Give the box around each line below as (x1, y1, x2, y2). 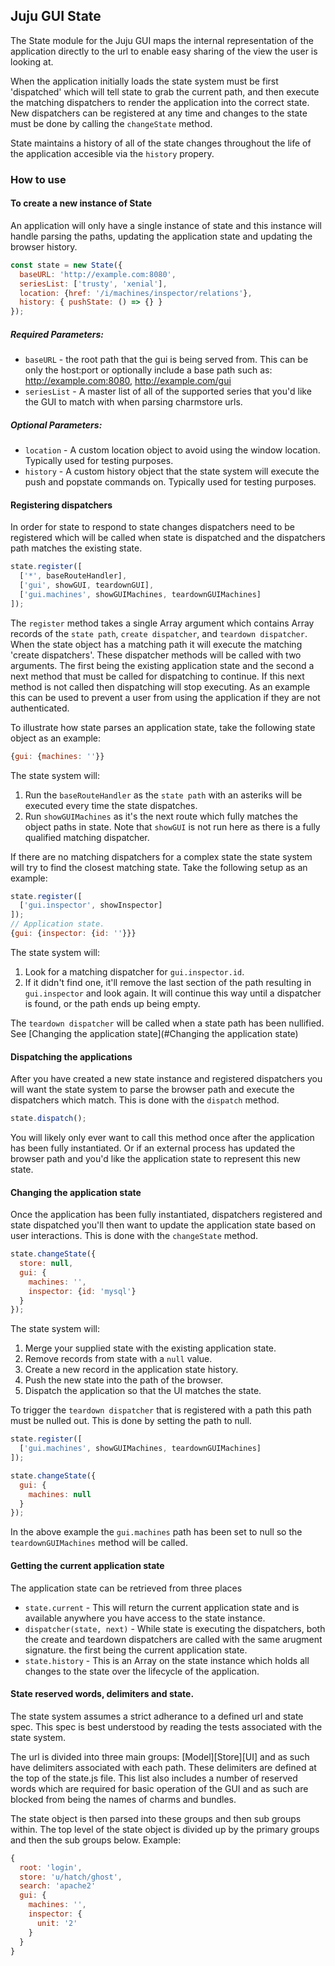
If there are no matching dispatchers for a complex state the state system (10, 850, 313, 863)
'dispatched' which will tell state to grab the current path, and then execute (10, 85, 320, 98)
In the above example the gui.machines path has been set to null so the (10, 1526, 303, 1538)
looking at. (10, 55, 54, 68)
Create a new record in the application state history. (24, 1364, 239, 1376)
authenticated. (10, 702, 70, 714)
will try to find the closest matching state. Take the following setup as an (10, 861, 308, 873)
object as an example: (10, 732, 102, 744)
